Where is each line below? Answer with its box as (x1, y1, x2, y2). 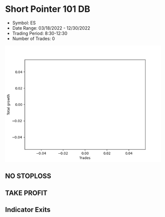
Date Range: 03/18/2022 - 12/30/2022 (12, 25, 90, 31)
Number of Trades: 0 (12, 36, 55, 42)
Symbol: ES (12, 20, 36, 26)
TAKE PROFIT (5, 189, 48, 197)
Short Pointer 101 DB (5, 3, 90, 15)
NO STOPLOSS (5, 172, 51, 180)
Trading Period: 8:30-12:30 (12, 30, 68, 36)
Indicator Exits (5, 206, 51, 214)
